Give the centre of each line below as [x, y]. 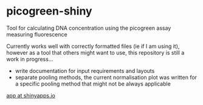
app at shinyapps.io [31, 95]
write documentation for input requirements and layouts [85, 70]
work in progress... [30, 59]
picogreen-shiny [49, 11]
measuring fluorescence [37, 34]
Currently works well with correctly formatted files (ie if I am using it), [93, 46]
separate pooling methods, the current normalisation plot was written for [106, 77]
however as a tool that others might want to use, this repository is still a [95, 52]
